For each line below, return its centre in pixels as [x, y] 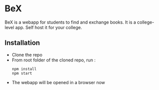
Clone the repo [27, 55]
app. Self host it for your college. [49, 27]
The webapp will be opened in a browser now [58, 82]
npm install [24, 69]
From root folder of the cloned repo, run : [54, 60]
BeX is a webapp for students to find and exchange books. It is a [70, 22]
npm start [22, 73]
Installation [22, 43]
